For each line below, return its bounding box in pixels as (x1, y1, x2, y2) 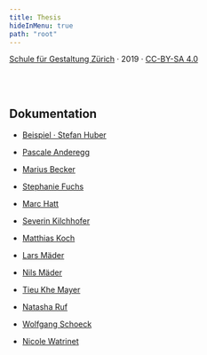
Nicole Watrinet (21, 336, 79, 347)
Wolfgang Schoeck (21, 319, 92, 329)
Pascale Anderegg (21, 147, 91, 158)
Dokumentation (9, 106, 98, 121)
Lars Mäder (21, 250, 65, 261)
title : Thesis (9, 12, 62, 22)
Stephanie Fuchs (21, 181, 84, 192)
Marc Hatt (21, 199, 60, 209)
